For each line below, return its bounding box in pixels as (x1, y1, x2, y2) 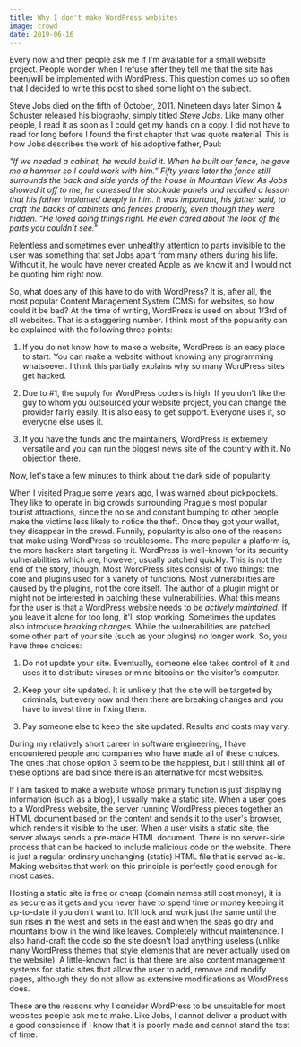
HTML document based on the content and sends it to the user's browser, (9, 814, 282, 824)
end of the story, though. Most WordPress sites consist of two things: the (9, 564, 279, 575)
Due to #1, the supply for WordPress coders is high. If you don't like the (21, 388, 286, 399)
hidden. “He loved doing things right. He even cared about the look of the (9, 213, 280, 224)
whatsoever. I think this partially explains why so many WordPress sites (21, 361, 285, 372)
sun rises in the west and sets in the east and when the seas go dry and (9, 917, 275, 928)
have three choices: (9, 640, 82, 651)
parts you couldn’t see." (9, 223, 99, 233)
